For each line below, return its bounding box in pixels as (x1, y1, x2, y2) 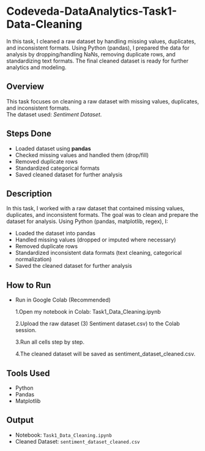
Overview (6, 81, 45, 92)
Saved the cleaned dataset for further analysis (15, 262, 133, 270)
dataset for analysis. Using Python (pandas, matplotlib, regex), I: (6, 218, 168, 225)
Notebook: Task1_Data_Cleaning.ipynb (15, 431, 112, 439)
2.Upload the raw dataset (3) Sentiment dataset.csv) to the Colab (15, 320, 181, 327)
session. (15, 327, 37, 334)
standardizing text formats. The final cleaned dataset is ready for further (6, 57, 188, 64)
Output (6, 415, 34, 425)
